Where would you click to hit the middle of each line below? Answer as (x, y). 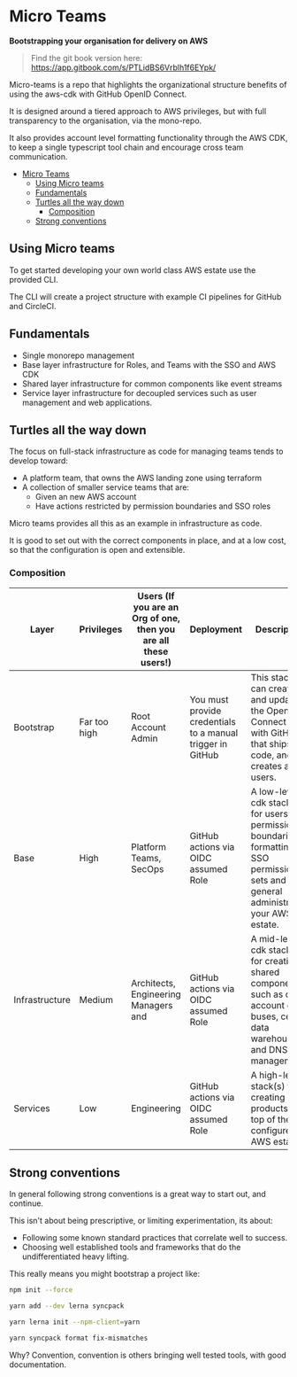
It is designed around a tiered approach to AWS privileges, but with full (138, 111)
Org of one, (156, 618)
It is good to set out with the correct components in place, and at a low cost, (148, 541)
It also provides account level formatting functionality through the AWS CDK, (148, 137)
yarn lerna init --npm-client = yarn (75, 1322)
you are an (156, 607)
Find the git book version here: (87, 58)
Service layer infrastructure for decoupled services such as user (139, 393)
